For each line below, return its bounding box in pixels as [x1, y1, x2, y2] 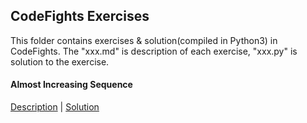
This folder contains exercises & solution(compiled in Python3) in [10, 34, 278, 46]
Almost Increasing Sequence [10, 79, 133, 91]
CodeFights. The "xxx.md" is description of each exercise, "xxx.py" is [10, 45, 298, 57]
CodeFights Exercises [10, 8, 150, 25]
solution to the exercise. [10, 55, 110, 68]
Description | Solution [10, 101, 100, 113]
